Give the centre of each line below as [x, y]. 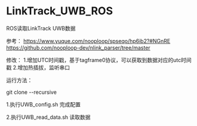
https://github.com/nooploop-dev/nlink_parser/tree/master [78, 47]
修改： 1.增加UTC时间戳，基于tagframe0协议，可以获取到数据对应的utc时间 [99, 60]
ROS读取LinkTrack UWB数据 [41, 28]
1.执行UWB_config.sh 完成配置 [43, 104]
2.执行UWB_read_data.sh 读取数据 [48, 117]
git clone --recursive [31, 92]
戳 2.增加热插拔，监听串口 [38, 67]
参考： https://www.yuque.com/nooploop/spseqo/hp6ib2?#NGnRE [88, 41]
